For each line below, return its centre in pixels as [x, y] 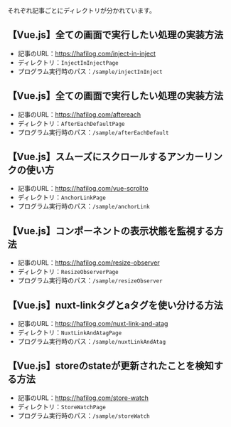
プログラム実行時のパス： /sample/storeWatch [84, 416]
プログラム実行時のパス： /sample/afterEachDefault [93, 132]
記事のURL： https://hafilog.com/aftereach [79, 114]
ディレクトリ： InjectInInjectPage [68, 62]
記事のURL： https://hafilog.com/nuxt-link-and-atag [93, 324]
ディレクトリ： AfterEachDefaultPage [71, 123]
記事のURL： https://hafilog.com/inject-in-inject [87, 53]
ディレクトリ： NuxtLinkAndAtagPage [70, 332]
